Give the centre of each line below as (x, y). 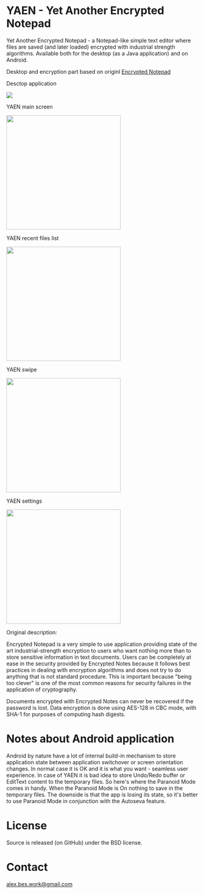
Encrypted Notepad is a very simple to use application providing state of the (102, 644)
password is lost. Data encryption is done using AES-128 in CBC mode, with (101, 708)
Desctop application (31, 83)
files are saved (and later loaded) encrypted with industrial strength (91, 47)
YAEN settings (24, 501)
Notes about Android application (90, 739)
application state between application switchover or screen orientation (95, 762)
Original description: (32, 632)
